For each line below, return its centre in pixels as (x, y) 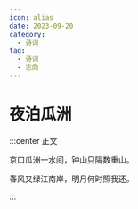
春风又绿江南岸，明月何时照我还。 (72, 179)
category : (28, 34)
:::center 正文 (33, 140)
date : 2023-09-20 (41, 26)
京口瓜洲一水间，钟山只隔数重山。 (72, 159)
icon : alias (31, 17)
